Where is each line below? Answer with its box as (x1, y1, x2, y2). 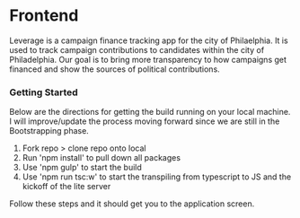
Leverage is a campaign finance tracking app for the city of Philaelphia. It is (9, 35, 289, 46)
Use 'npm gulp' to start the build (22, 162, 142, 173)
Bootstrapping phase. (9, 126, 90, 136)
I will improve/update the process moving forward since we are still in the (9, 116, 280, 126)
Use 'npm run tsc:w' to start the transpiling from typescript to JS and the (22, 171, 292, 182)
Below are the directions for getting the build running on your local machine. (9, 107, 291, 118)
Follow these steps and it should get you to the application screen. (9, 198, 255, 209)
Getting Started (9, 86, 78, 99)
